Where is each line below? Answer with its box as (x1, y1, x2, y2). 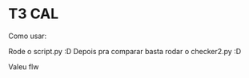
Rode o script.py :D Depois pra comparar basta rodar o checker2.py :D (8, 46, 242, 56)
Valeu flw (8, 61, 39, 72)
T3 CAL (8, 5, 59, 23)
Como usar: (8, 31, 47, 41)
